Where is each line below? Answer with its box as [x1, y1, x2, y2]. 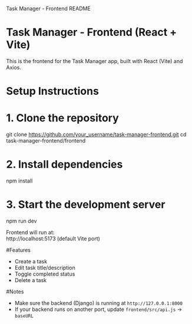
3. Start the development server [6, 198, 165, 211]
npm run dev [6, 217, 37, 224]
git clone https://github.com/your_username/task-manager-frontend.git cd [6, 131, 187, 138]
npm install [6, 177, 33, 184]
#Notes [6, 288, 24, 295]
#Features [6, 246, 31, 253]
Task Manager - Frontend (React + [6, 26, 177, 39]
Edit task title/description [14, 264, 75, 271]
